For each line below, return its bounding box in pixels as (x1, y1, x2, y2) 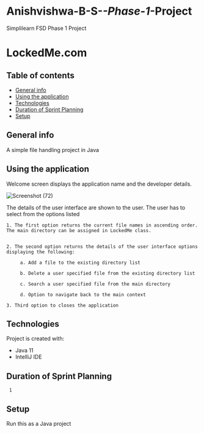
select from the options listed (6, 210, 80, 217)
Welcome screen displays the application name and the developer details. (6, 180, 192, 187)
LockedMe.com (6, 46, 87, 60)
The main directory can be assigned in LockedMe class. (6, 227, 151, 233)
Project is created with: (6, 335, 65, 343)
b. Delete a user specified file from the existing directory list (20, 270, 195, 276)
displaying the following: (6, 249, 75, 255)
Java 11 (15, 347, 34, 354)
